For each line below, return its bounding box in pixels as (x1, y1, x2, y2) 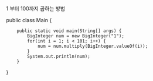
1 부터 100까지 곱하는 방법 (6, 5, 66, 12)
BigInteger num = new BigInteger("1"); (27, 33, 125, 39)
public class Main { (6, 17, 52, 23)
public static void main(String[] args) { (16, 28, 122, 34)
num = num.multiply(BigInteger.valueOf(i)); (37, 43, 148, 49)
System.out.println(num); (27, 54, 91, 59)
